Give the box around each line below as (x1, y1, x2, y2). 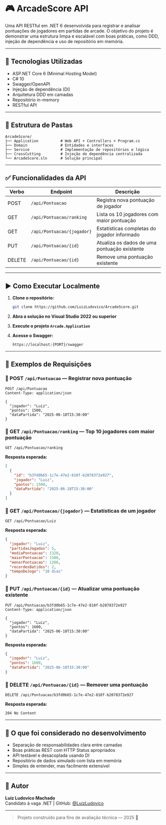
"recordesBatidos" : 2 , (9, 564, 56, 569)
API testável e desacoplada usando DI (12, 752, 90, 758)
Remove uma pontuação (96, 254, 153, 261)
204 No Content (5, 711, 37, 716)
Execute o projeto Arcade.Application (12, 323, 90, 329)
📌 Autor (5, 782, 29, 790)
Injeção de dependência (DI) (12, 86, 71, 92)
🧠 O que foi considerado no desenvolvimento (5, 729, 147, 737)
